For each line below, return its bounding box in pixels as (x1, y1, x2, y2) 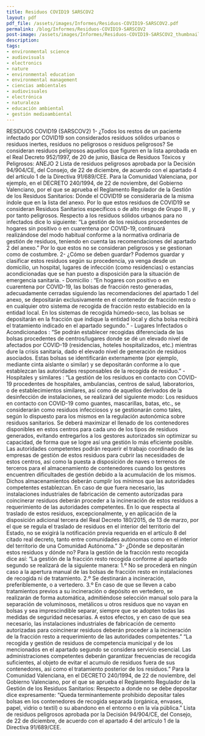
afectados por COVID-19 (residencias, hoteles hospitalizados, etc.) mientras (6, 341, 197, 349)
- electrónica (6, 94, 43, 100)
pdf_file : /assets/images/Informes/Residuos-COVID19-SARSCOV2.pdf (6, 20, 179, 26)
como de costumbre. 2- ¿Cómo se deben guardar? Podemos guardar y (6, 251, 185, 258)
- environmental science (6, 49, 70, 55)
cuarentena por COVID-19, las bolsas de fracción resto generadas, (6, 283, 173, 290)
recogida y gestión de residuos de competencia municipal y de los (6, 640, 173, 647)
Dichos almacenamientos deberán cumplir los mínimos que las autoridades (6, 477, 195, 485)
